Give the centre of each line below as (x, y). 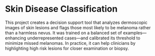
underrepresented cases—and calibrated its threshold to (84, 38)
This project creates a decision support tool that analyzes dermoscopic (76, 22)
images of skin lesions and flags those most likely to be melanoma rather (78, 27)
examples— (135, 33)
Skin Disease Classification (61, 9)
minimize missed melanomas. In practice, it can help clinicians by (70, 43)
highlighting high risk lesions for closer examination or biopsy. (67, 48)
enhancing (16, 38)
